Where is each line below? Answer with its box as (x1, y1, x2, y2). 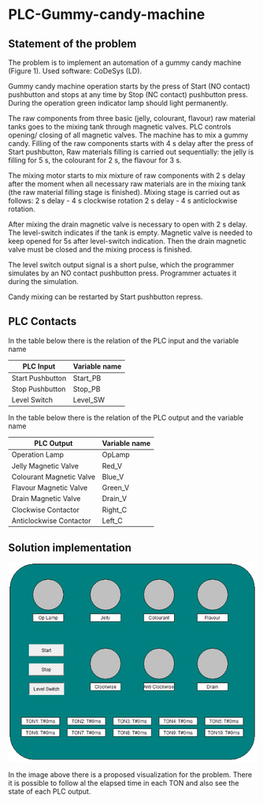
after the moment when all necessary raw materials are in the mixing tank (8, 179, 246, 189)
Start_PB (72, 373, 102, 383)
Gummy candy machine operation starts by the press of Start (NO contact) (8, 81, 250, 91)
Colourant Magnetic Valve (11, 472, 96, 481)
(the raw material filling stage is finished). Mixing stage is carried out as (8, 188, 240, 196)
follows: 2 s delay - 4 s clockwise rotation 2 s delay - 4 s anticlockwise (8, 196, 238, 205)
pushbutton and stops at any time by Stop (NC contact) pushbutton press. (8, 90, 248, 99)
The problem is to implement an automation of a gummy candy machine (8, 58, 242, 67)
